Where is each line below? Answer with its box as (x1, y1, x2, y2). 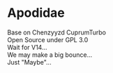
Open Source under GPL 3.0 (7, 35, 89, 44)
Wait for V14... (7, 43, 47, 51)
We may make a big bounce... (7, 51, 93, 59)
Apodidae (7, 5, 65, 21)
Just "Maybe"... (7, 58, 52, 66)
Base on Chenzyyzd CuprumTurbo (7, 28, 107, 36)
